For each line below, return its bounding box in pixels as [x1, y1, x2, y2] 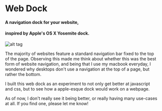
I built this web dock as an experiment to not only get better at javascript [5, 81, 150, 87]
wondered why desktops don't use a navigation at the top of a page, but [5, 66, 150, 72]
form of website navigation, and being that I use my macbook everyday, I [5, 61, 151, 67]
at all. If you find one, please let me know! [5, 100, 89, 106]
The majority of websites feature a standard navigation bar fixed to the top [5, 51, 154, 56]
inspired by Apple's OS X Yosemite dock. [5, 30, 90, 37]
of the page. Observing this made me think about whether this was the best [5, 55, 157, 61]
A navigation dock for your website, [5, 19, 79, 25]
